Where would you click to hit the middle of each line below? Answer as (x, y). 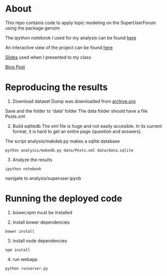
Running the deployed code (64, 199)
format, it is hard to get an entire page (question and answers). (77, 131)
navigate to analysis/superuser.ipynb (43, 178)
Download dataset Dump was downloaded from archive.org (74, 101)
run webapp (25, 259)
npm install (18, 250)
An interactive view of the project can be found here (59, 47)
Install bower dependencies (41, 222)
